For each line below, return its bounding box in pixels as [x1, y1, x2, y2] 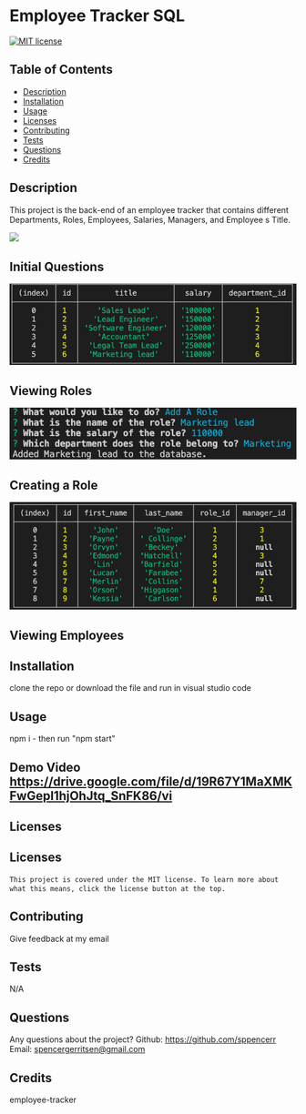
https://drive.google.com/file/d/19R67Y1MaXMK [9, 774, 293, 789]
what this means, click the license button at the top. [9, 884, 226, 893]
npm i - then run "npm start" [9, 734, 116, 744]
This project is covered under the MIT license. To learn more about [9, 875, 280, 884]
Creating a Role [9, 477, 98, 492]
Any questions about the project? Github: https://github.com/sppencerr [9, 1034, 277, 1045]
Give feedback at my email [9, 933, 109, 944]
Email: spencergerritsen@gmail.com [9, 1044, 146, 1055]
